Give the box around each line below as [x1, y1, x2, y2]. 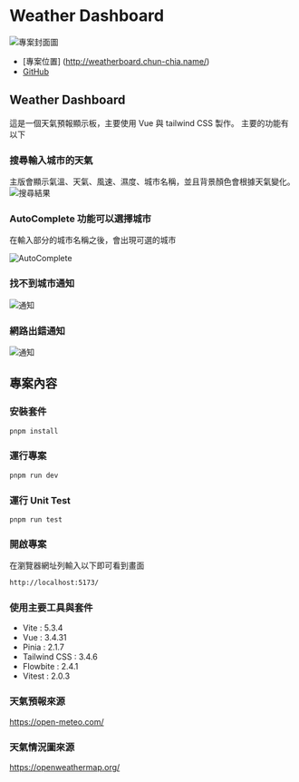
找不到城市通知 [9, 278, 75, 290]
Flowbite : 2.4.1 [22, 661, 79, 672]
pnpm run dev [9, 471, 59, 480]
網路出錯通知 [9, 324, 66, 337]
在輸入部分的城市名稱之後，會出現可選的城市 [9, 235, 177, 246]
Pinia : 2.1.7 [22, 641, 65, 653]
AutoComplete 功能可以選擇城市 [9, 212, 152, 225]
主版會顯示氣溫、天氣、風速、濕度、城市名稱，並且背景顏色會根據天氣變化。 [9, 176, 295, 187]
